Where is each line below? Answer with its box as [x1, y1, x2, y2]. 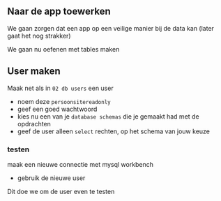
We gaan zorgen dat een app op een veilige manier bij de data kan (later [7, 24, 215, 32]
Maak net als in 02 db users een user [7, 84, 114, 92]
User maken [7, 66, 61, 77]
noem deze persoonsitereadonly [17, 97, 112, 105]
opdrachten [17, 119, 51, 128]
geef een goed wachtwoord [17, 105, 98, 113]
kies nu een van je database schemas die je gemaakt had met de [17, 112, 200, 121]
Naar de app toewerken [7, 6, 112, 17]
